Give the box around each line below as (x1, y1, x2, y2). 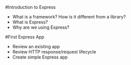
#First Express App (5, 34, 45, 40)
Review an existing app (12, 44, 60, 49)
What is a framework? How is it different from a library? (12, 14, 126, 19)
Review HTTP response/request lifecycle (12, 49, 96, 55)
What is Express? (12, 19, 48, 25)
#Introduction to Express (5, 4, 56, 10)
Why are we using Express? (12, 24, 70, 30)
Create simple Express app (12, 54, 68, 60)
